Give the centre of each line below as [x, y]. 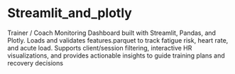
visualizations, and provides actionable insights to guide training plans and [116, 55]
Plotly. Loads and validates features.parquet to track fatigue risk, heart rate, [118, 40]
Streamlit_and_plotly [70, 13]
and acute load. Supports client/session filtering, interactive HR [100, 48]
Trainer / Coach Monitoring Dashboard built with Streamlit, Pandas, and [112, 33]
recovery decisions [35, 63]
